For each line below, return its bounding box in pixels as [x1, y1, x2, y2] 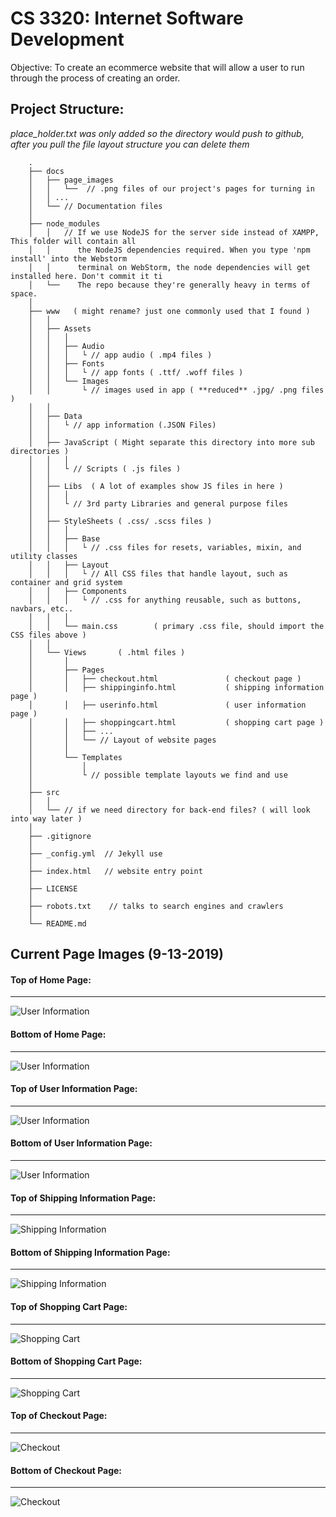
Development [10, 28, 125, 51]
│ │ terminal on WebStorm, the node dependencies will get [28, 262, 311, 272]
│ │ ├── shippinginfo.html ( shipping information [28, 682, 325, 692]
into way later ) [10, 813, 83, 824]
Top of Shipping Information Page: [10, 1192, 157, 1204]
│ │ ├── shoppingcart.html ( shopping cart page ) [28, 717, 325, 727]
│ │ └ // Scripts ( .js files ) [28, 463, 182, 474]
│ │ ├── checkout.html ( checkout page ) [28, 673, 302, 684]
